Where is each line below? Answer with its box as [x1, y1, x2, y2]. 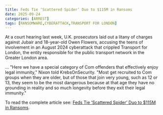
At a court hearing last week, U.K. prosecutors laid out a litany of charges [5, 34, 153, 40]
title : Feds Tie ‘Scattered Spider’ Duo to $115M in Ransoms [5, 7, 133, 12]
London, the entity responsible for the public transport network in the [5, 50, 144, 56]
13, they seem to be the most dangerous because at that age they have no [5, 80, 155, 86]
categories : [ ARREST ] [5, 16, 49, 21]
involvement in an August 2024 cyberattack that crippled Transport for [5, 44, 148, 50]
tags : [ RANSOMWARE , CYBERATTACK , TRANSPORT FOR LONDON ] [5, 20, 117, 26]
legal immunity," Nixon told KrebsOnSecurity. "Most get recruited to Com [5, 69, 152, 76]
